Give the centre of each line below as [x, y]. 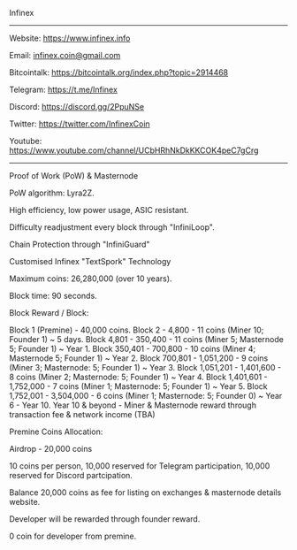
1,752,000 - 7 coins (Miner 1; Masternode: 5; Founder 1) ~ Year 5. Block [138, 386]
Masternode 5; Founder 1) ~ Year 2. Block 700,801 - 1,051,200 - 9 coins [139, 358]
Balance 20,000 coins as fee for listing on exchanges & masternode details [145, 493]
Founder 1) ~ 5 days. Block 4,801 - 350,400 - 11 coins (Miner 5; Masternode [147, 339]
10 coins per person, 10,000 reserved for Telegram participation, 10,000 [140, 466]
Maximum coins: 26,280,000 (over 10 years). [91, 279]
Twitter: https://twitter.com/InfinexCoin [80, 124]
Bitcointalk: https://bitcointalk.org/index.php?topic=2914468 [119, 73]
